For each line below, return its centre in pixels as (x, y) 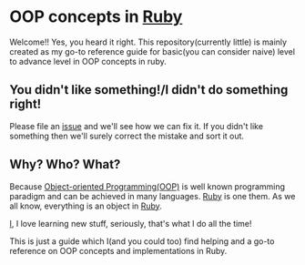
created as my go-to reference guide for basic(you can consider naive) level (152, 51)
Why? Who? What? (65, 164)
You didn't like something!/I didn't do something (149, 90)
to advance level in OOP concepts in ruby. (88, 61)
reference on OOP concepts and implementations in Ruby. (118, 250)
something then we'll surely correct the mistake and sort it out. (127, 136)
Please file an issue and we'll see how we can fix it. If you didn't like (137, 126)
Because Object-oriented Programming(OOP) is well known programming (147, 186)
